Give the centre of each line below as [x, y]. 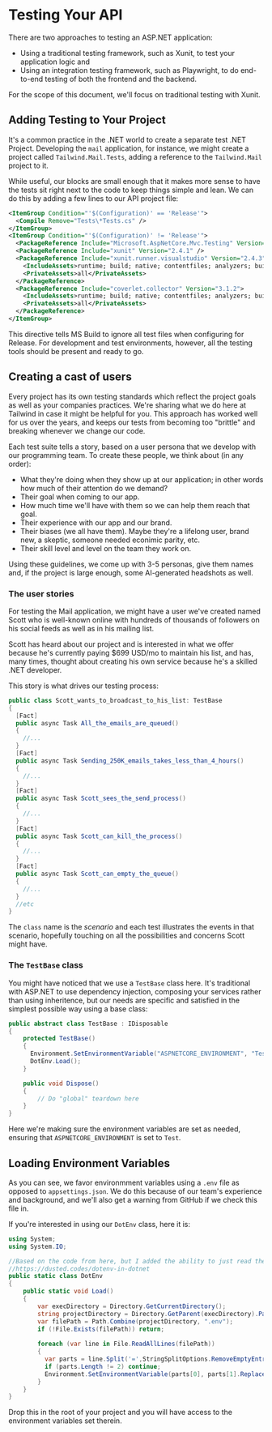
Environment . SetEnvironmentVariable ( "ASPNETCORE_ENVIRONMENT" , [139, 1054]
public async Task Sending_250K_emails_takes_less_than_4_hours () [130, 761]
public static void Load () [68, 1291]
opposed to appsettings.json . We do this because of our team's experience [135, 1191]
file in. [19, 1208]
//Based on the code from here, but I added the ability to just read [130, 1261]
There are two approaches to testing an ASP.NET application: [110, 37]
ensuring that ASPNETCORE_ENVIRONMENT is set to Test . [95, 1138]
